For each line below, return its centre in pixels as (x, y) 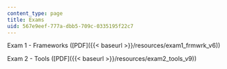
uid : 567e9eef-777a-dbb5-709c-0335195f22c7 (71, 26)
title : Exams (26, 20)
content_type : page (35, 13)
